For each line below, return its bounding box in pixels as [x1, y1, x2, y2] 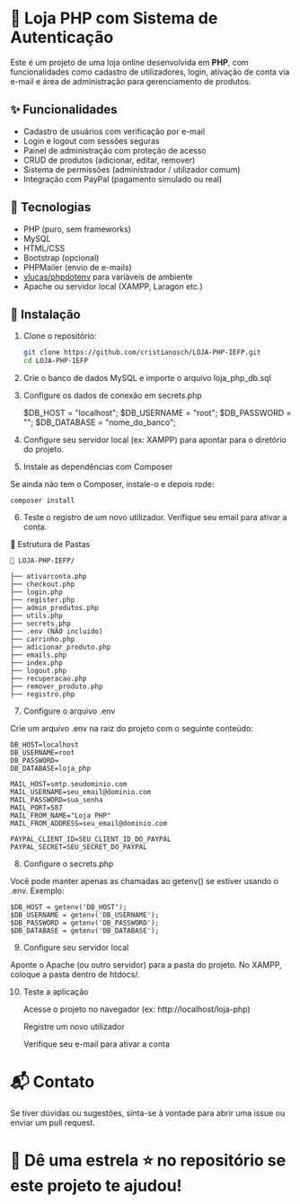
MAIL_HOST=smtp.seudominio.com [10, 780, 128, 789]
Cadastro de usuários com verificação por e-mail [22, 126, 206, 137]
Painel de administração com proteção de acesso [22, 145, 207, 155]
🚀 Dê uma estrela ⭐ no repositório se [10, 1150, 287, 1171]
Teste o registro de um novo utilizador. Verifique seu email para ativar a [22, 512, 287, 523]
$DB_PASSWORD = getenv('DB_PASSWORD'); [10, 918, 160, 928]
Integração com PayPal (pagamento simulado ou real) [22, 173, 223, 184]
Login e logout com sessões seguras [22, 135, 160, 146]
